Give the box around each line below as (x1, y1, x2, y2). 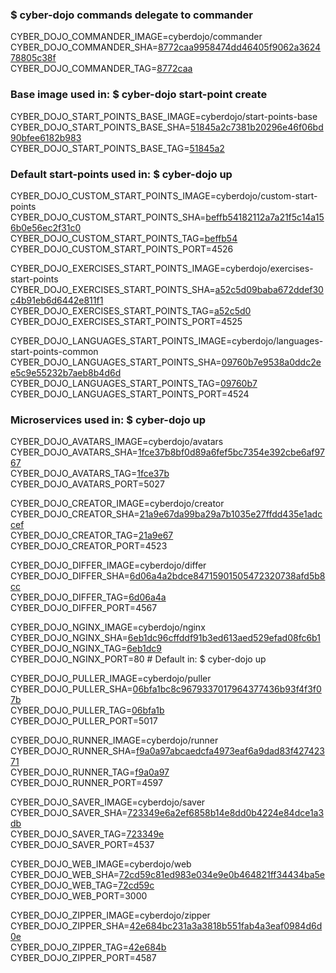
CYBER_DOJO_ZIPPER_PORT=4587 (10, 952, 157, 964)
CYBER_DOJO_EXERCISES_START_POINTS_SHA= (10, 283, 216, 295)
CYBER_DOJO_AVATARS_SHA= (10, 446, 138, 458)
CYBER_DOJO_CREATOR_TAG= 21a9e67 (10, 529, 174, 542)
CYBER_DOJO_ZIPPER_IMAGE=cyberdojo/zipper (10, 909, 211, 922)
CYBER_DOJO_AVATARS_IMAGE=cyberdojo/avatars (10, 436, 224, 448)
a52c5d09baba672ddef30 (214, 283, 324, 295)
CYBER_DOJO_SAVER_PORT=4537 (10, 839, 155, 851)
